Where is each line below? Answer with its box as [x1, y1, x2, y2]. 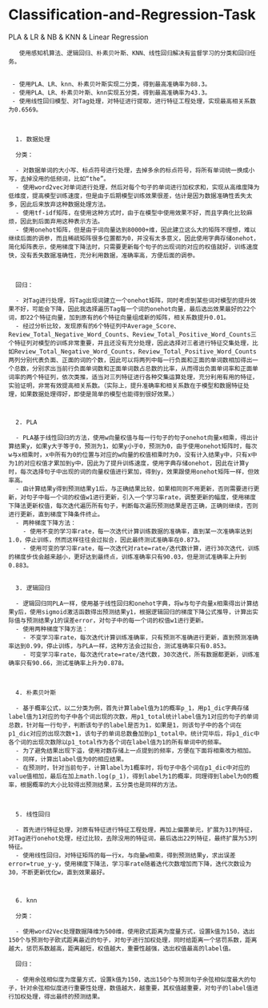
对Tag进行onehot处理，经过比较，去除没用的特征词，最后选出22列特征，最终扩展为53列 [8, 834, 258, 842]
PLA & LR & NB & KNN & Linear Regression [8, 32, 149, 42]
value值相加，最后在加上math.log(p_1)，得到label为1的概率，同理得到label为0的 [8, 772, 254, 780]
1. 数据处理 [15, 135, 50, 143]
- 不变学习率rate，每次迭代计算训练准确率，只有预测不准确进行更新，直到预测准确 [22, 633, 258, 642]
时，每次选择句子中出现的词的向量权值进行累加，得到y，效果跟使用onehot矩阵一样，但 [8, 467, 254, 476]
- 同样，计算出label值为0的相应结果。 [15, 755, 128, 763]
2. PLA [15, 418, 38, 426]
